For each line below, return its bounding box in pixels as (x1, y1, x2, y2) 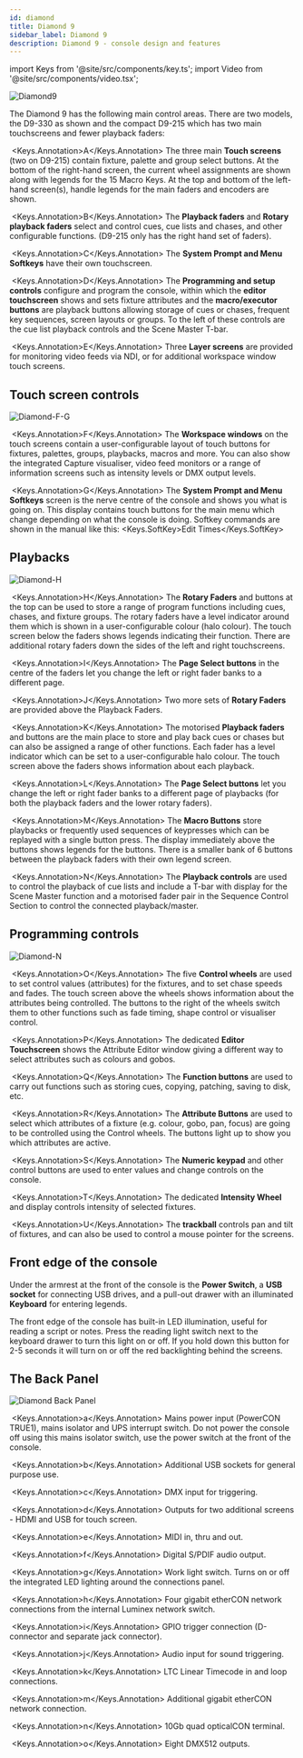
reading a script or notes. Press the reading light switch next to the (9, 1325, 259, 1336)
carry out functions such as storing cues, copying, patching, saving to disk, (9, 1081, 291, 1092)
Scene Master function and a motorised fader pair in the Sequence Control (9, 890, 288, 901)
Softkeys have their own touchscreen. (9, 258, 152, 269)
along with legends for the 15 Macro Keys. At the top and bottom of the (9, 175, 274, 185)
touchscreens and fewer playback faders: (9, 128, 165, 139)
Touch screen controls (9, 387, 140, 403)
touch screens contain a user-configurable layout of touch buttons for (9, 438, 270, 450)
